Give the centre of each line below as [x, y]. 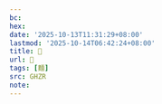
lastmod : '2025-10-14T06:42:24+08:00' [82, 43]
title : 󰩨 [26, 52]
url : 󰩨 [22, 60]
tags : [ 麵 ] [29, 69]
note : [19, 85]
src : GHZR [28, 77]
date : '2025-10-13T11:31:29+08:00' [76, 34]
